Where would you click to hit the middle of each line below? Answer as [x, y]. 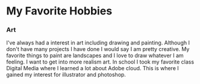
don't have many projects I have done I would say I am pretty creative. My [98, 49]
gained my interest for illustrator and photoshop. [66, 75]
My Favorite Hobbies [59, 11]
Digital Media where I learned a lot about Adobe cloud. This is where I [92, 68]
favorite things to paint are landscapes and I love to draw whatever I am [95, 56]
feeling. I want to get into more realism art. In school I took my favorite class [100, 62]
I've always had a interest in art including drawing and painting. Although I [98, 43]
